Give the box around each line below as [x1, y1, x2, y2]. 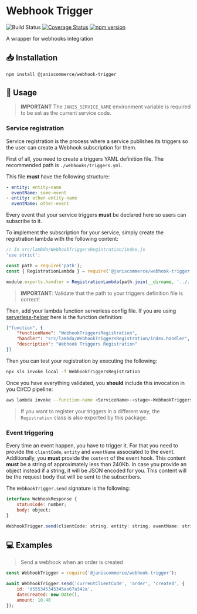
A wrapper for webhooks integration [6, 35, 94, 42]
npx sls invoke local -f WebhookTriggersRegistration [6, 369, 141, 374]
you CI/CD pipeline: [6, 386, 53, 393]
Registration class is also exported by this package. [20, 414, 148, 421]
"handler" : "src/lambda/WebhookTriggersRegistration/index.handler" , [16, 336, 191, 342]
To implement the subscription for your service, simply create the [6, 229, 164, 236]
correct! [20, 296, 40, 303]
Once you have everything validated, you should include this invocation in [6, 379, 185, 386]
